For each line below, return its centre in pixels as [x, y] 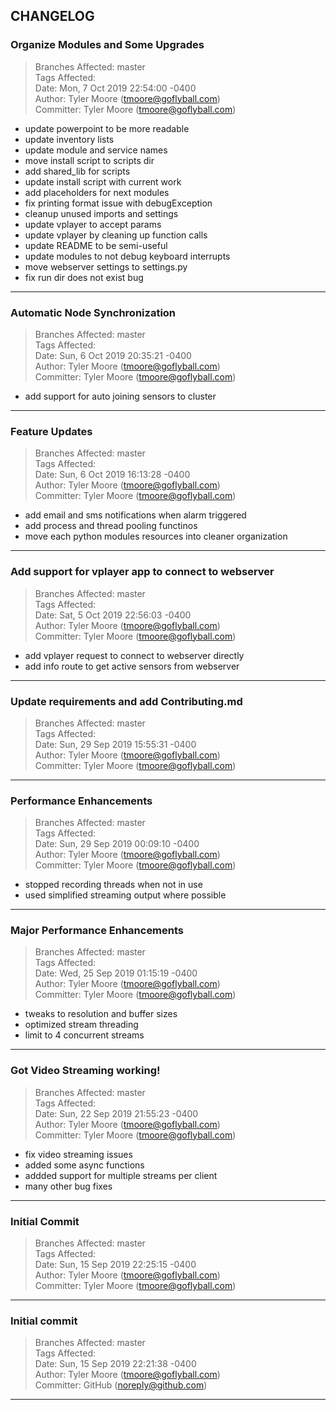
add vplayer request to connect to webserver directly [134, 655]
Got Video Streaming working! [85, 1071]
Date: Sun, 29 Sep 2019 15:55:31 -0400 [115, 744]
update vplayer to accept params [93, 224]
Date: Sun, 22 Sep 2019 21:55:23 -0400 [116, 1113]
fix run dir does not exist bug [84, 277]
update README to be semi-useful [96, 245]
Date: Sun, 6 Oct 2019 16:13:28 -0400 [112, 475]
